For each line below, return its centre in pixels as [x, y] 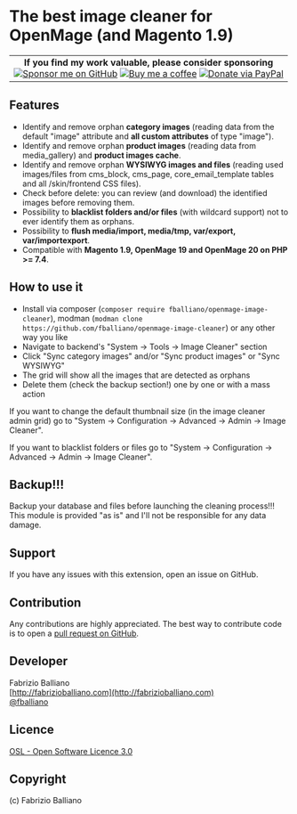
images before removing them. [78, 202]
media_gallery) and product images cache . [101, 155]
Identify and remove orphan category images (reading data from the [148, 126]
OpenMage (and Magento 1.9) [121, 35]
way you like [45, 337]
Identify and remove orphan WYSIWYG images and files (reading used [153, 164]
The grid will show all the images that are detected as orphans [136, 375]
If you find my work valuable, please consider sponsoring [148, 62]
